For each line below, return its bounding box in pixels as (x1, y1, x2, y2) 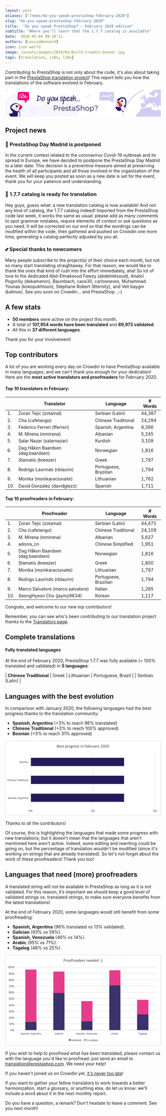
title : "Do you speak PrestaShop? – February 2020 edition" (5, 24, 134, 29)
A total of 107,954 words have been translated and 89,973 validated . (12, 322, 155, 327)
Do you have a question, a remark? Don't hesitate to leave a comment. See (5, 1100, 157, 1106)
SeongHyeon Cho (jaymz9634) (18, 593, 83, 599)
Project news (5, 126, 46, 135)
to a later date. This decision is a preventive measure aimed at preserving (5, 163, 155, 169)
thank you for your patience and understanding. (5, 179, 102, 185)
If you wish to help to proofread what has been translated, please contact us (5, 1050, 161, 1056)
